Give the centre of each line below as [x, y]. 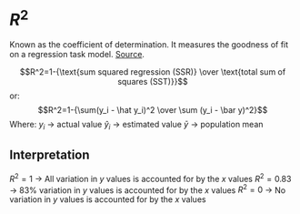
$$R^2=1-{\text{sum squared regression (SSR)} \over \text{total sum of [153, 72]
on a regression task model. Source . [77, 55]
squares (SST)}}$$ [153, 82]
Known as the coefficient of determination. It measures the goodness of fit [149, 45]
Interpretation [50, 155]
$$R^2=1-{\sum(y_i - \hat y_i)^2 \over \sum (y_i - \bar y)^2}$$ [153, 110]
